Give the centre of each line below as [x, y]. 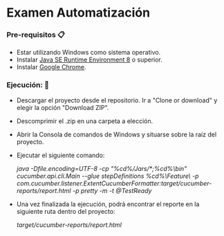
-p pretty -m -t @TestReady [112, 190]
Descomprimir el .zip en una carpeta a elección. [85, 121]
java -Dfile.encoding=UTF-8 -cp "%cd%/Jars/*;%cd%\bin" [102, 168]
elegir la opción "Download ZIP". [63, 107]
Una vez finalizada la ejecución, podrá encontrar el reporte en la [108, 204]
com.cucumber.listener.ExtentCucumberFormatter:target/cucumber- [114, 183]
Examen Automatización [78, 13]
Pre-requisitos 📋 [36, 35]
